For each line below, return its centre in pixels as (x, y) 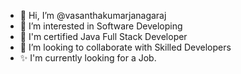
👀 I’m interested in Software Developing (101, 26)
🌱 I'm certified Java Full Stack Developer (103, 36)
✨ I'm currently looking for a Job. (88, 58)
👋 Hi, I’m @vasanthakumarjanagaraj (93, 15)
